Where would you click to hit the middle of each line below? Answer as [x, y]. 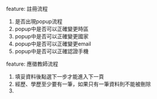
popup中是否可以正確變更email [53, 44]
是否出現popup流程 [39, 21]
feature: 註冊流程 [27, 9]
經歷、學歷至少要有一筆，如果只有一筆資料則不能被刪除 [83, 84]
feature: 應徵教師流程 [32, 64]
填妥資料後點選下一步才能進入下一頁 [59, 77]
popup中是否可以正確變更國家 [52, 36]
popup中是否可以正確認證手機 [52, 51]
